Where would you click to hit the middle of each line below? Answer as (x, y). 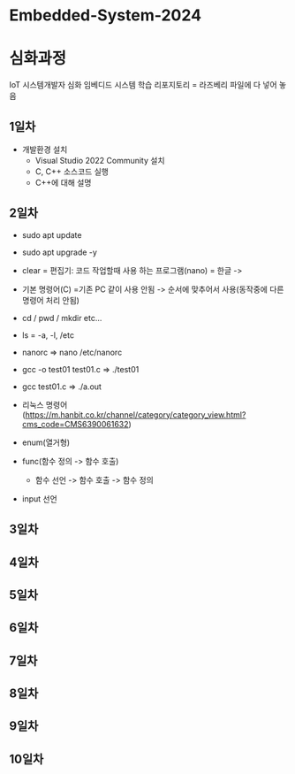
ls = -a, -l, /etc (48, 335)
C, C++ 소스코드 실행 (72, 171)
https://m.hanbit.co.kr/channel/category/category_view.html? (136, 414)
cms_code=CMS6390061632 (75, 424)
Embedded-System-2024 (105, 15)
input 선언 (39, 498)
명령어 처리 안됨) (50, 300)
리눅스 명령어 (45, 404)
